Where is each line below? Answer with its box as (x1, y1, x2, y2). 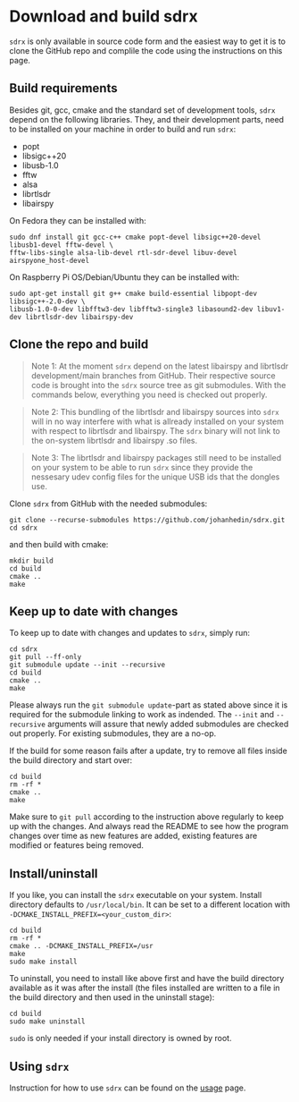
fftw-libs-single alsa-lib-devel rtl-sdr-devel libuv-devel (9, 248, 238, 257)
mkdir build (9, 556, 54, 565)
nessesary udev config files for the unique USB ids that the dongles (30, 471, 280, 482)
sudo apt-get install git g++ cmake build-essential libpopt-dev (9, 289, 257, 298)
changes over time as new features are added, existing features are (9, 830, 258, 842)
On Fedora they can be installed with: (9, 215, 147, 225)
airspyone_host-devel (9, 256, 90, 265)
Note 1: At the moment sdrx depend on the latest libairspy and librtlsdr (30, 360, 289, 371)
